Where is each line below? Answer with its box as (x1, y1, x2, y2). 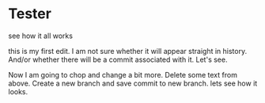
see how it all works (8, 31, 74, 40)
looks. (8, 86, 28, 96)
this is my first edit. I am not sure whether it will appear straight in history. (8, 46, 248, 55)
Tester (8, 5, 51, 23)
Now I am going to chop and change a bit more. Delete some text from (8, 70, 237, 79)
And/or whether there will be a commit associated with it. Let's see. (8, 55, 228, 64)
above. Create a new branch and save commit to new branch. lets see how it (8, 78, 258, 88)
